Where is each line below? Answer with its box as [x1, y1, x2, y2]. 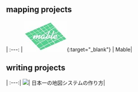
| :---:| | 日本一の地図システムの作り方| [6, 79, 106, 86]
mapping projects [6, 5, 72, 15]
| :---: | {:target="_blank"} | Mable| [6, 46, 133, 53]
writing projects [6, 63, 66, 73]
